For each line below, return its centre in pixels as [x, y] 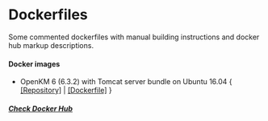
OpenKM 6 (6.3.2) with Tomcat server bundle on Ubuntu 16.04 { [126, 82]
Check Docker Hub [41, 108]
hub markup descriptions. [51, 45]
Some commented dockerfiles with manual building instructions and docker [134, 37]
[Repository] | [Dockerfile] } [66, 91]
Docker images [34, 64]
